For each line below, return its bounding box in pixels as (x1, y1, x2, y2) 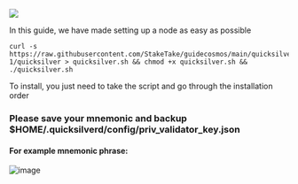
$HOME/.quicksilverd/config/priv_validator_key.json (9, 123, 241, 135)
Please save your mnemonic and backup (9, 111, 188, 124)
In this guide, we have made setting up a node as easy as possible (9, 25, 252, 35)
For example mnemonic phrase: (9, 145, 129, 156)
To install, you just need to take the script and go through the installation (9, 80, 273, 91)
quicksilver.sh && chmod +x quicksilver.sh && (72, 57, 248, 66)
